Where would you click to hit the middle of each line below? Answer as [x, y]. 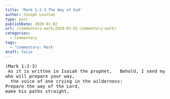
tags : [11, 43]
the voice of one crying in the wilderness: [67, 81]
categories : [18, 33]
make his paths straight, [37, 91]
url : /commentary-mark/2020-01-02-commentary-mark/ [61, 29]
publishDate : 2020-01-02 [31, 24]
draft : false [19, 52]
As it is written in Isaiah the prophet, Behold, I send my [87, 71]
